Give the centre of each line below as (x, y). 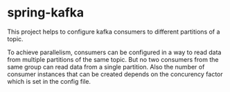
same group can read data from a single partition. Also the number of (106, 67)
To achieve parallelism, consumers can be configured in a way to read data (114, 52)
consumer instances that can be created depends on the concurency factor (115, 74)
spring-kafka (46, 13)
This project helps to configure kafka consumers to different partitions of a (114, 32)
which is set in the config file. (49, 81)
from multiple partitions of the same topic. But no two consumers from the (113, 59)
